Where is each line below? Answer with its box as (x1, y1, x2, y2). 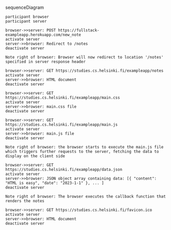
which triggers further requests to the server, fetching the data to (5, 149, 159, 154)
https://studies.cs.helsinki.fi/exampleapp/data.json (5, 167, 123, 172)
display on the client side (5, 154, 66, 159)
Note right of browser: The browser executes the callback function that (5, 194, 166, 199)
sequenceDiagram (5, 5, 45, 10)
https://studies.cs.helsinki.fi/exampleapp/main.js (5, 122, 118, 127)
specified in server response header (5, 59, 86, 64)
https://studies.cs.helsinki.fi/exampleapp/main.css (5, 95, 120, 100)
